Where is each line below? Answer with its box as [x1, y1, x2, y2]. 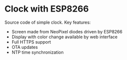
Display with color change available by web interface [11, 34, 118, 40]
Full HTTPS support [11, 39, 52, 45]
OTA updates [11, 44, 38, 50]
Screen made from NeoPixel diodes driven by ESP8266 [11, 29, 123, 34]
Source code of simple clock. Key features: [4, 19, 91, 25]
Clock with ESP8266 [4, 3, 89, 15]
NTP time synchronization [11, 49, 64, 55]
